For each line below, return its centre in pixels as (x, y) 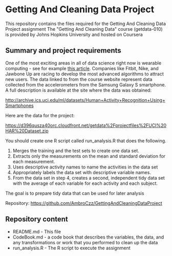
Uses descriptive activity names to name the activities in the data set (85, 167)
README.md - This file (37, 231)
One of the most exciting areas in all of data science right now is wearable (83, 63)
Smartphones (20, 105)
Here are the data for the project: (40, 115)
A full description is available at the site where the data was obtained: (79, 90)
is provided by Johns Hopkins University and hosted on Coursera (74, 34)
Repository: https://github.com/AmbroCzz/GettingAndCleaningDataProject (84, 203)
